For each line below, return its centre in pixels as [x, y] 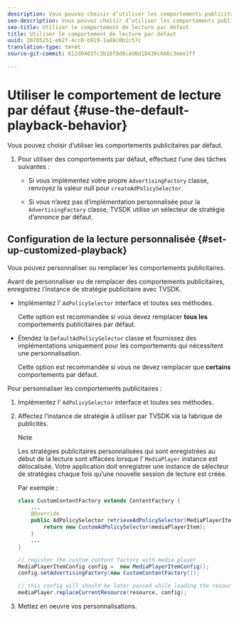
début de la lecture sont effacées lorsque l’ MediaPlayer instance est [118, 458]
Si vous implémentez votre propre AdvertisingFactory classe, [118, 180]
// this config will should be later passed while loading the [113, 586]
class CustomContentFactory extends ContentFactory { [99, 501]
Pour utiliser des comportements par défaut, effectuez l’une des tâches [122, 159]
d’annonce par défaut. [61, 217]
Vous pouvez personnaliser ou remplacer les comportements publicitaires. [116, 267]
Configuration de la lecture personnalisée [101, 239]
